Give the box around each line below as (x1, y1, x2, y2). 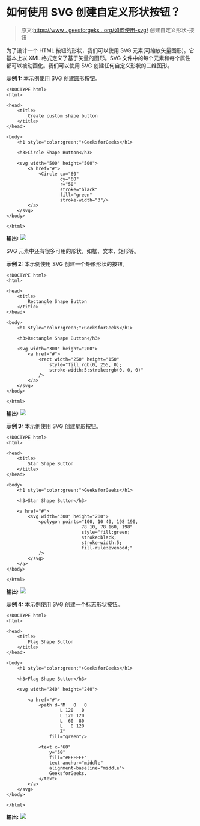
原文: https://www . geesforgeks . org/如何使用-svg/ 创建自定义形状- (20, 26, 189, 34)
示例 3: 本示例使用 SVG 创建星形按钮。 (6, 422, 102, 430)
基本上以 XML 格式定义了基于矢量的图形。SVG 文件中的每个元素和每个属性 (6, 54, 191, 61)
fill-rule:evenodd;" (81, 545, 133, 551)
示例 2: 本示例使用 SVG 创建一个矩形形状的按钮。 (6, 260, 128, 268)
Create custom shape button (28, 112, 98, 119)
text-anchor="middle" (49, 760, 103, 766)
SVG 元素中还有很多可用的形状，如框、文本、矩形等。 (6, 247, 140, 254)
